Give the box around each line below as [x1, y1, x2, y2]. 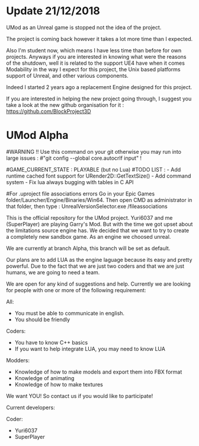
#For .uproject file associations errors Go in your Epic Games [6, 190, 155, 197]
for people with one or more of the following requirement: [6, 286, 146, 293]
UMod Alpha [6, 129, 69, 142]
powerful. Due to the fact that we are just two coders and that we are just [6, 262, 185, 270]
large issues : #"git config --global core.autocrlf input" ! [6, 154, 142, 162]
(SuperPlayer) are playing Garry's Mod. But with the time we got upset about [6, 220, 193, 227]
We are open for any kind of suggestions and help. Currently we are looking [6, 280, 191, 287]
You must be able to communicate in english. [14, 309, 125, 317]
